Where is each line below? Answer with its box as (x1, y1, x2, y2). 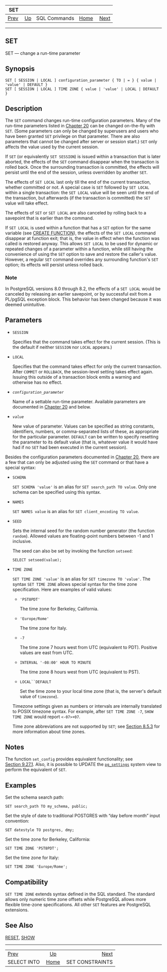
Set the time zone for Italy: (5, 855, 60, 861)
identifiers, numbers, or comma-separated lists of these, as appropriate (12, 428, 159, 434)
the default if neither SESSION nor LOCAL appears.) (12, 344, 112, 350)
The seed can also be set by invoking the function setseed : (12, 547, 133, 554)
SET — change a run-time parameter (5, 50, 81, 56)
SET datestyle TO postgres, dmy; (5, 828, 75, 833)
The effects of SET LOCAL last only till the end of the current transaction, (5, 179, 151, 185)
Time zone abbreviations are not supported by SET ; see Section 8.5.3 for (12, 723, 160, 729)
